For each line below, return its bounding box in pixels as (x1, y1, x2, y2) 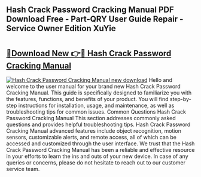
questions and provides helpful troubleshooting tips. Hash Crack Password (6, 121, 191, 128)
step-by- (169, 96, 191, 102)
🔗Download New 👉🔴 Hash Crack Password (6, 48, 172, 59)
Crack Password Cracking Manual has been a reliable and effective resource (6, 147, 195, 153)
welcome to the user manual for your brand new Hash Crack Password (6, 83, 181, 90)
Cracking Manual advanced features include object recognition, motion (6, 127, 181, 134)
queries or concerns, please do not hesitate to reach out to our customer (6, 159, 186, 166)
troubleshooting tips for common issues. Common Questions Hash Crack (6, 108, 187, 115)
